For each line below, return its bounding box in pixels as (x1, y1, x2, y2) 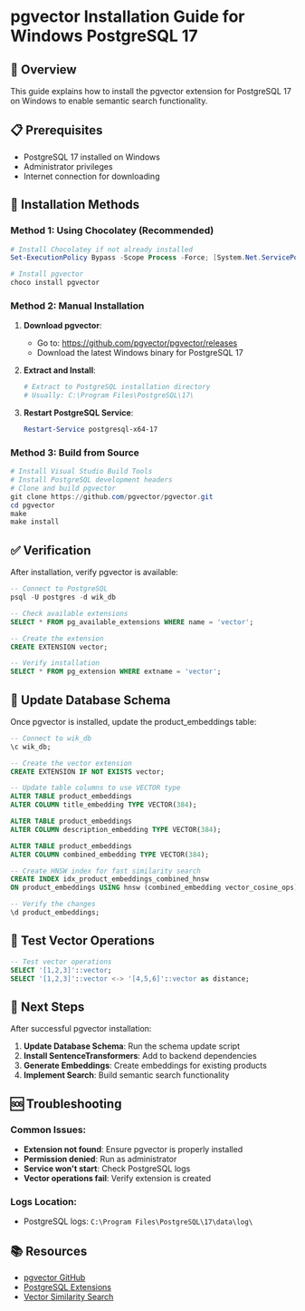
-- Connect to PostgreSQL (10, 584, 108, 593)
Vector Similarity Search (23, 1291, 114, 1303)
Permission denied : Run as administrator (23, 1153, 177, 1164)
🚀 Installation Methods (10, 197, 140, 212)
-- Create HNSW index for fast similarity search (10, 866, 202, 876)
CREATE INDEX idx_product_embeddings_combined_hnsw (10, 875, 209, 884)
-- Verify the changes (10, 900, 96, 909)
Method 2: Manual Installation (10, 299, 145, 312)
